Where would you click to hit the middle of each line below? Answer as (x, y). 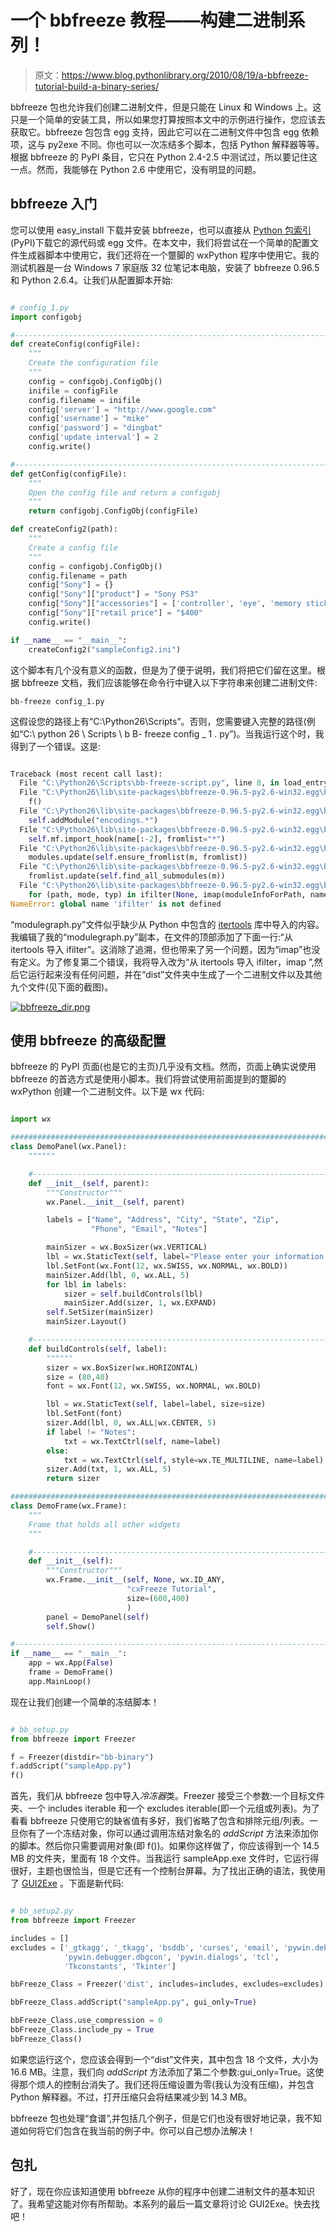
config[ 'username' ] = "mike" (89, 419)
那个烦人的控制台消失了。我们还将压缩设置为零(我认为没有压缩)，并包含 (166, 2084)
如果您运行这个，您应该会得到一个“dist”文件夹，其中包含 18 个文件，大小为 (164, 2059)
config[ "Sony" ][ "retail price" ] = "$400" (115, 613)
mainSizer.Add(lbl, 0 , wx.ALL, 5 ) (118, 1275)
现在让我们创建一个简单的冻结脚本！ (85, 1702)
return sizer (73, 1479)
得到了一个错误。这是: (56, 746)
